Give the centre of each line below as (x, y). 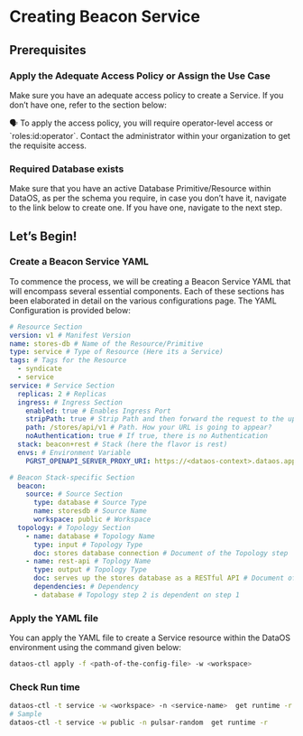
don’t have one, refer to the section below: (88, 105)
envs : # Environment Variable (74, 452)
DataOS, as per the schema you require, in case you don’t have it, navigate (148, 198)
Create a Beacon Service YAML (79, 262)
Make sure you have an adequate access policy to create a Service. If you (147, 95)
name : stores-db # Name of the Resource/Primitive (106, 344)
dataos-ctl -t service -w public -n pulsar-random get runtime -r (139, 723)
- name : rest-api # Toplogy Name (88, 562)
